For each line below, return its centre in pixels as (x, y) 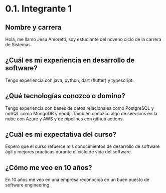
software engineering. (28, 185)
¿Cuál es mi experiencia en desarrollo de (70, 60)
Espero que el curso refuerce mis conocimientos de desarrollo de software (82, 146)
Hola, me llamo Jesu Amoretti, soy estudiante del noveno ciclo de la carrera (83, 39)
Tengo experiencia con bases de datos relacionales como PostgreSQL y (79, 108)
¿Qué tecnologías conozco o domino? (65, 96)
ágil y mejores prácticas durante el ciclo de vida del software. (69, 152)
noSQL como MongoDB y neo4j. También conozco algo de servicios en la (81, 113)
